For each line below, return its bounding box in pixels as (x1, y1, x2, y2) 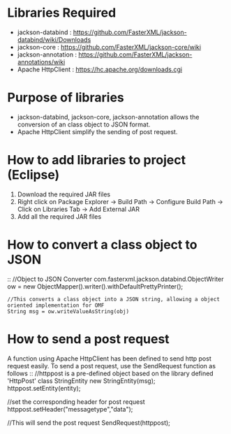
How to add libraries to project (7, 152, 186, 168)
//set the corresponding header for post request (7, 397, 145, 406)
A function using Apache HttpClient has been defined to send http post (7, 354, 211, 363)
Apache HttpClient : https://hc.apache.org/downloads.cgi (17, 65, 183, 73)
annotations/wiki (17, 57, 66, 66)
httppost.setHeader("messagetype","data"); (7, 405, 133, 413)
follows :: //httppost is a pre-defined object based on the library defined (7, 369, 214, 377)
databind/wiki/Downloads (17, 35, 91, 43)
